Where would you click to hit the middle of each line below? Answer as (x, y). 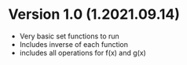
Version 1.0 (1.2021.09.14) (94, 14)
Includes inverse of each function (73, 44)
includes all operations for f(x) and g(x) (83, 52)
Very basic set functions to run (69, 36)
